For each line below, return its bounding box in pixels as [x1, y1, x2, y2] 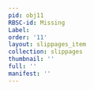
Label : [8, 26, 30, 34]
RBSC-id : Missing [8, 19, 66, 27]
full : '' [8, 63, 37, 70]
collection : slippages [8, 48, 83, 56]
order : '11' [8, 33, 47, 41]
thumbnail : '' [8, 56, 55, 63]
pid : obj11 [8, 11, 44, 20]
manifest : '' [8, 70, 51, 77]
